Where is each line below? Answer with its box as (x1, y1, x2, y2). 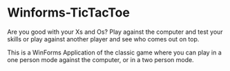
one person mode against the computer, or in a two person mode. (7, 55, 195, 63)
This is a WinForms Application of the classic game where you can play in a (7, 48, 222, 57)
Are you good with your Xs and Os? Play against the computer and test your (7, 28, 223, 36)
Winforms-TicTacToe (7, 5, 130, 21)
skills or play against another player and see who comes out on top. (7, 34, 200, 43)
